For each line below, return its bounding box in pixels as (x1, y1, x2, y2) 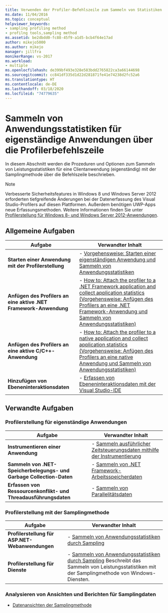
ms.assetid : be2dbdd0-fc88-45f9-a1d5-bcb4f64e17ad (5, 35, 113, 40)
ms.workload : (5, 58, 32, 63)
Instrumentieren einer (7, 443, 61, 450)
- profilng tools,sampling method (5, 30, 77, 35)
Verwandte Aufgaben (5, 403, 74, 412)
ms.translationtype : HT (5, 77, 55, 82)
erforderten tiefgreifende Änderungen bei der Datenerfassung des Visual (5, 196, 155, 202)
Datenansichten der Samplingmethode (12, 602, 92, 608)
